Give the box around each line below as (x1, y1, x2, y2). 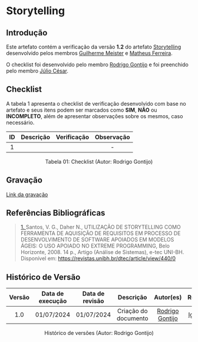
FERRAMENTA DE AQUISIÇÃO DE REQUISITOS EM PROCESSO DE (20, 230, 181, 237)
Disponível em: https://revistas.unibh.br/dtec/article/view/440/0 (20, 255, 176, 262)
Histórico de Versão (6, 272, 81, 282)
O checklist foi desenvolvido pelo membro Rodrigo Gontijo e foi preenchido (6, 61, 189, 68)
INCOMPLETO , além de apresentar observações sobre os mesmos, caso (6, 112, 183, 119)
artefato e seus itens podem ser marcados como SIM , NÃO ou (6, 106, 157, 113)
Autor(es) (154, 294, 182, 302)
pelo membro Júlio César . (6, 67, 69, 74)
